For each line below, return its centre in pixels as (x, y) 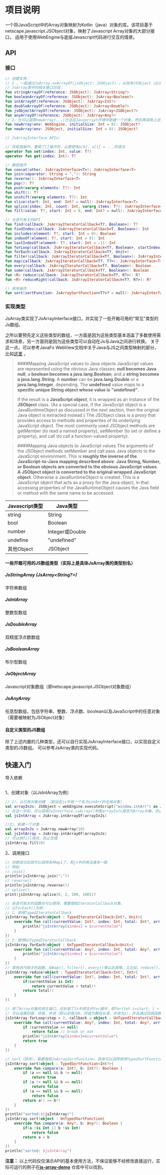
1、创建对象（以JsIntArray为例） (38, 792)
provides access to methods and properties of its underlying (79, 420)
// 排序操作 (16, 289)
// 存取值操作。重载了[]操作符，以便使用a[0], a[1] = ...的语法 (65, 147)
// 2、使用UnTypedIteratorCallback (41, 940)
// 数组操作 (16, 165)
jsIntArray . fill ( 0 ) (25, 843)
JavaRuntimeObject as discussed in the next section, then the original (88, 410)
